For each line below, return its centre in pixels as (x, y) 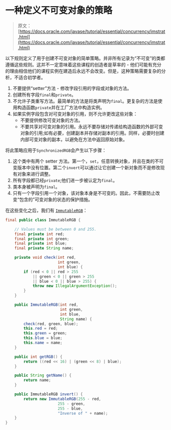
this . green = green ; (45, 333)
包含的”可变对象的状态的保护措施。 (56, 199)
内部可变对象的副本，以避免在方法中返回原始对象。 (74, 139)
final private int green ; (42, 239)
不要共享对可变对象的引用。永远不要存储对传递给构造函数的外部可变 (92, 126)
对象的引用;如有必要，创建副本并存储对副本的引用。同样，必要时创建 (92, 133)
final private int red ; (40, 234)
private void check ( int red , (45, 258)
